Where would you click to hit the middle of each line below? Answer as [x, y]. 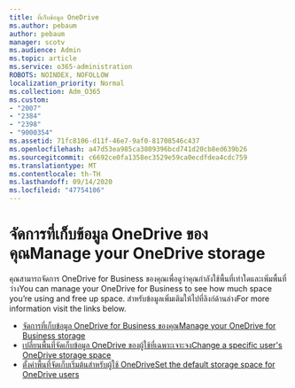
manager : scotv [37, 42]
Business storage [54, 335]
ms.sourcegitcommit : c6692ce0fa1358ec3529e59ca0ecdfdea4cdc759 [128, 157]
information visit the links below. [68, 308]
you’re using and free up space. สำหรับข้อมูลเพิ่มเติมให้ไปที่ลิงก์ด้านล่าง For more [140, 299]
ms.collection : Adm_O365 [55, 91]
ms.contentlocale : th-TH [55, 174]
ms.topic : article [43, 58]
